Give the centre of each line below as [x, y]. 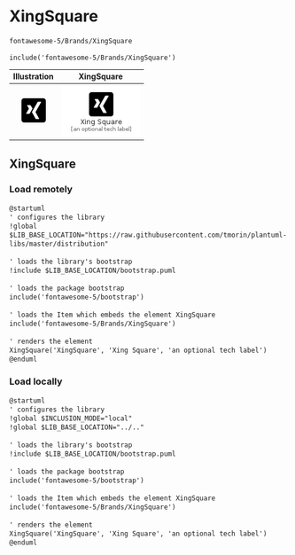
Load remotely [41, 189]
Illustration [34, 76]
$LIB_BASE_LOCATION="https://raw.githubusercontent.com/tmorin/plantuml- [148, 235]
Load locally [36, 381]
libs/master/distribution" [59, 244]
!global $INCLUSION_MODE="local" [71, 418]
